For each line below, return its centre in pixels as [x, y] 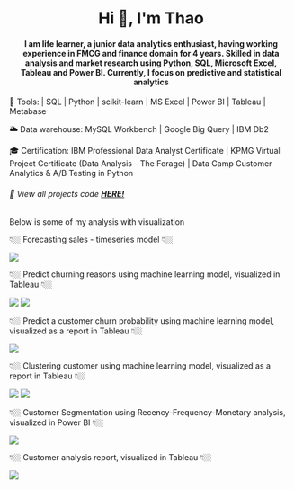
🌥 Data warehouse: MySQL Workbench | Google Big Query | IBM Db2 [139, 129]
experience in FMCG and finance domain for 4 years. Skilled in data [151, 53]
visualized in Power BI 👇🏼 [57, 422]
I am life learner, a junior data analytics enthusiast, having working [151, 43]
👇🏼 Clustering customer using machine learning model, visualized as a [140, 365]
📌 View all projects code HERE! [67, 193]
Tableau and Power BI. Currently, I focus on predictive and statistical [151, 72]
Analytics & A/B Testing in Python [71, 173]
